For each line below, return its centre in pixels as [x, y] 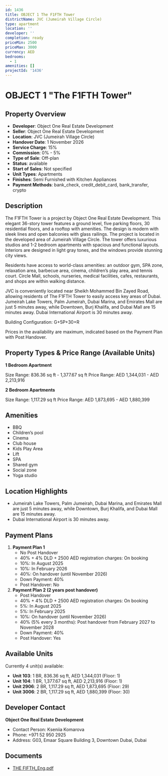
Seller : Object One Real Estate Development [58, 131]
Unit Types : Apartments [37, 174]
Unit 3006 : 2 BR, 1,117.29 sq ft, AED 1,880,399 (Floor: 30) [71, 692]
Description [24, 206]
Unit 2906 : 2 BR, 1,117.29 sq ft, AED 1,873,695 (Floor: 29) [71, 686]
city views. [16, 255]
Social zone [25, 470]
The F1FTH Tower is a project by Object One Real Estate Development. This [83, 218]
